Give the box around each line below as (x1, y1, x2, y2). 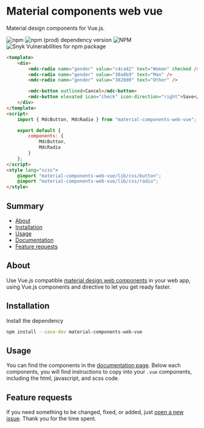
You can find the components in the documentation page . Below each (6, 362, 181, 369)
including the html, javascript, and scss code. (6, 374, 120, 382)
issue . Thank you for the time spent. (6, 415, 97, 423)
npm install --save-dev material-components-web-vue (6, 329, 143, 335)
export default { (17, 127, 61, 133)
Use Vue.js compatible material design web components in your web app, (6, 276, 191, 284)
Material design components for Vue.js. (6, 24, 105, 32)
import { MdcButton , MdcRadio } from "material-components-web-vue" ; (17, 116, 197, 122)
